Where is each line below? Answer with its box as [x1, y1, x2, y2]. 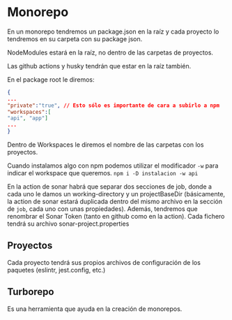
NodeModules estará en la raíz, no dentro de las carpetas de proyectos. [7, 48, 214, 57]
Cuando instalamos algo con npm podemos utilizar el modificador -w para [7, 161, 219, 170]
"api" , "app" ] [7, 115, 49, 122]
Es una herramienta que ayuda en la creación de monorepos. [7, 305, 183, 313]
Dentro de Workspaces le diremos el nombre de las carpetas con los [7, 140, 204, 149]
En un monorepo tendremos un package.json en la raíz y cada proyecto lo [7, 27, 219, 36]
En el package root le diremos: [7, 75, 95, 84]
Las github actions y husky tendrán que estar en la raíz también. [7, 61, 192, 70]
